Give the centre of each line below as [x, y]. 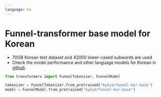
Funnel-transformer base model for [78, 33]
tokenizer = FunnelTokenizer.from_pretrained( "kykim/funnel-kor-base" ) [79, 85]
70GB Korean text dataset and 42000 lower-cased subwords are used [82, 57]
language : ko [18, 9]
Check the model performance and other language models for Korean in [84, 62]
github [18, 67]
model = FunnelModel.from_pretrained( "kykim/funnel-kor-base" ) [70, 90]
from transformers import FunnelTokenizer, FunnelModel [63, 76]
